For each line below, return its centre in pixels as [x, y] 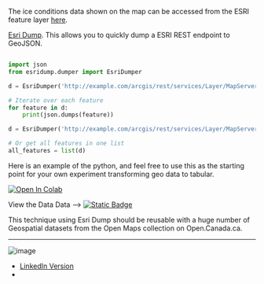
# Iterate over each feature [56, 100]
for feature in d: [38, 108]
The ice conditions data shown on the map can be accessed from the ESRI [129, 11]
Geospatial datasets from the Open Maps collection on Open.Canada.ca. [125, 228]
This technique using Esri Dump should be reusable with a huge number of [129, 219]
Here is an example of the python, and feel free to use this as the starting [126, 165]
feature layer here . [38, 20]
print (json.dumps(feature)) [68, 115]
